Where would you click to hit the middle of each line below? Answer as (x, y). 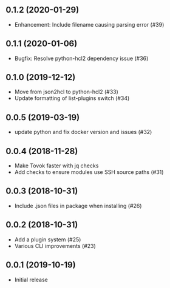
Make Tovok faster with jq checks (56, 166)
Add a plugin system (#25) (48, 239)
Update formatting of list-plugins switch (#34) (72, 98)
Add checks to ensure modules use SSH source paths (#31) (89, 172)
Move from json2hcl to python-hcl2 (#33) (66, 92)
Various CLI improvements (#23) (55, 246)
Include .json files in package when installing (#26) (78, 206)
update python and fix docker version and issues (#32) (83, 132)
